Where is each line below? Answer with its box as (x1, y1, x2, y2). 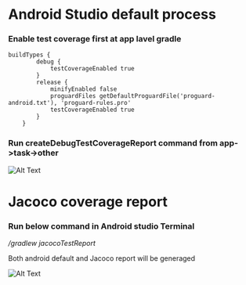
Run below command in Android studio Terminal (8, 221, 195, 232)
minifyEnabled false (49, 85, 118, 93)
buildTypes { (8, 51, 51, 60)
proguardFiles (49, 92, 96, 100)
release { (36, 78, 68, 87)
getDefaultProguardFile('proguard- (99, 92, 215, 100)
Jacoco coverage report (8, 193, 168, 211)
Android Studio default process (8, 5, 217, 23)
